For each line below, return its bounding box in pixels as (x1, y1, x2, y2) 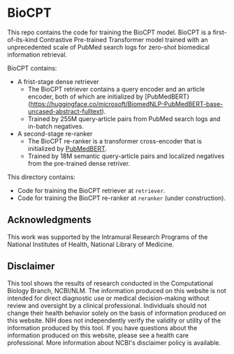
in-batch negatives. (27, 122, 84, 130)
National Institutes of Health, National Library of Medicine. (7, 240, 175, 248)
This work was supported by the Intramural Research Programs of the (7, 232, 208, 241)
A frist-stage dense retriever (17, 77, 100, 85)
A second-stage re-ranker (17, 129, 93, 138)
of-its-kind (7, 35, 38, 43)
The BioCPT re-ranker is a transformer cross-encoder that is (27, 136, 203, 145)
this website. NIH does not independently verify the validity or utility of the (7, 316, 221, 325)
